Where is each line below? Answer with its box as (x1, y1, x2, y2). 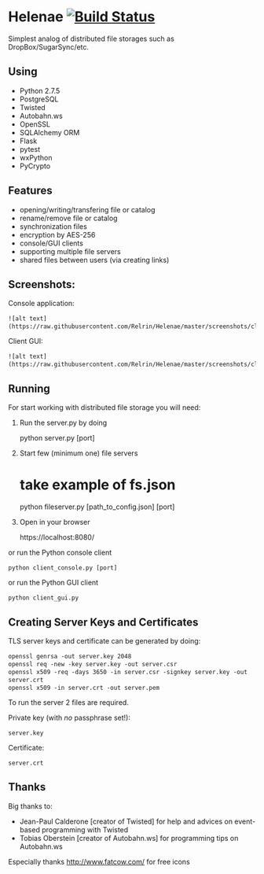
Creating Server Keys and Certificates (8, 615, 199, 629)
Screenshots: (8, 278, 76, 291)
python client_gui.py (8, 594, 79, 602)
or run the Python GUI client (8, 578, 99, 588)
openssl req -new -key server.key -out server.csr (8, 660, 178, 668)
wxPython (19, 153, 53, 162)
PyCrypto (19, 161, 51, 171)
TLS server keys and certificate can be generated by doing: (8, 636, 201, 645)
